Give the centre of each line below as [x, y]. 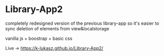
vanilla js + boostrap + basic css [39, 38]
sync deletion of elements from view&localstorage [57, 28]
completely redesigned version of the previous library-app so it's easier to [82, 23]
